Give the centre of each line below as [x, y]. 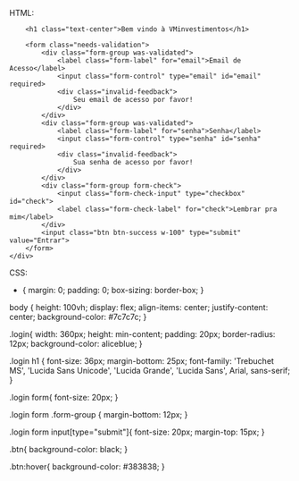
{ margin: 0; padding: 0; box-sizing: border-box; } [113, 290]
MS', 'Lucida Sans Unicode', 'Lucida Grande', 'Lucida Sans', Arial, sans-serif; [150, 371]
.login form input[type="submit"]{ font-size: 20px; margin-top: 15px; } [137, 432]
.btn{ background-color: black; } [68, 449]
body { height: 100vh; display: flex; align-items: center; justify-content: [139, 307]
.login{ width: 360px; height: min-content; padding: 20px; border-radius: [142, 334]
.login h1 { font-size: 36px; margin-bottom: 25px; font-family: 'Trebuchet [142, 361]
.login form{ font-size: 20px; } [64, 397]
